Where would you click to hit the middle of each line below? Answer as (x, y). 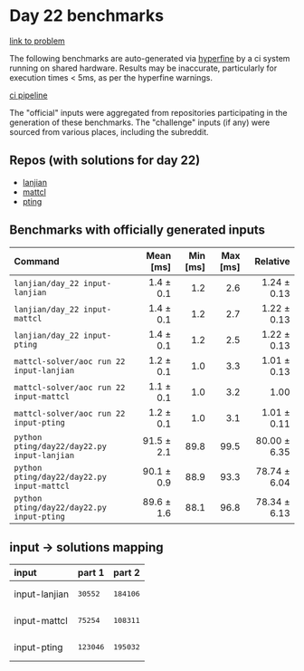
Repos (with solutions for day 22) (105, 161)
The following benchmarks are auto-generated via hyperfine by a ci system (150, 58)
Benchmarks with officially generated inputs (137, 230)
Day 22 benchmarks (87, 16)
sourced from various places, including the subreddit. (109, 131)
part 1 (91, 573)
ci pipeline (28, 95)
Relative (272, 261)
